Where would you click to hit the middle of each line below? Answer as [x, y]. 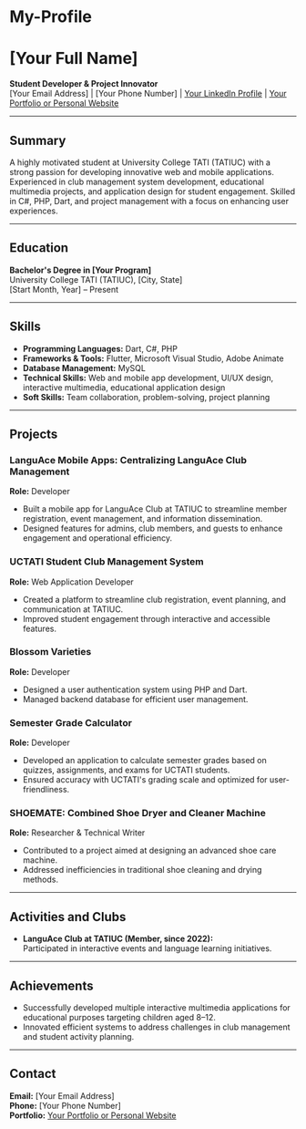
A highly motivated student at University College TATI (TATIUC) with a [140, 162]
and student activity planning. [78, 1037]
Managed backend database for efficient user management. [135, 699]
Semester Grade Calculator [71, 722]
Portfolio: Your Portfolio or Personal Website [93, 1115]
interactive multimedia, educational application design [124, 387]
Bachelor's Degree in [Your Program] [81, 270]
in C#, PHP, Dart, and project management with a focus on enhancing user [149, 201]
